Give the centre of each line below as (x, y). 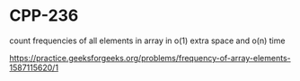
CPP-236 (44, 16)
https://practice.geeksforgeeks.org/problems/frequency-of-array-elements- (150, 58)
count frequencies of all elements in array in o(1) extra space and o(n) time (147, 40)
